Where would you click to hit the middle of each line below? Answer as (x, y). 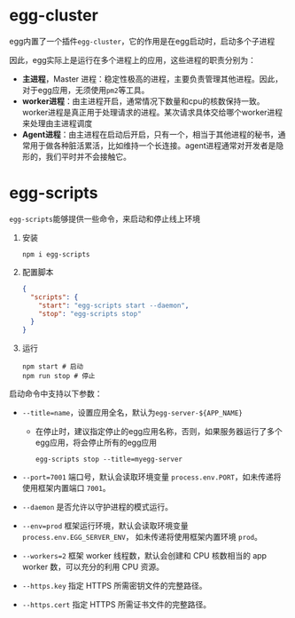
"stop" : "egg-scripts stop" (90, 313)
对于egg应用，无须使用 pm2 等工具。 (85, 90)
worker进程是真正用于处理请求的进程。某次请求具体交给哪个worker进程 (152, 112)
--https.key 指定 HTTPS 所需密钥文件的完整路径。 (114, 586)
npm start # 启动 (53, 367)
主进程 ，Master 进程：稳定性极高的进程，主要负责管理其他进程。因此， (152, 79)
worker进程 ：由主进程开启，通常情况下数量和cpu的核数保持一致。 (143, 101)
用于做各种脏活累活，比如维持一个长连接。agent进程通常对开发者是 (153, 145)
